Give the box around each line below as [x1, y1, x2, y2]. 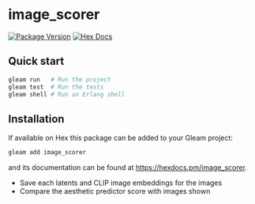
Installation [8, 112, 65, 126]
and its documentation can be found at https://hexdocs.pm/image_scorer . [8, 163, 247, 172]
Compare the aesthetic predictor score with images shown [19, 187, 211, 196]
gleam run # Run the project [8, 75, 111, 84]
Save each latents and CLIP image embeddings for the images [19, 178, 223, 187]
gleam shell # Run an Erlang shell [8, 90, 126, 98]
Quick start [8, 55, 65, 68]
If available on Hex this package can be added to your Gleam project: [8, 133, 233, 143]
